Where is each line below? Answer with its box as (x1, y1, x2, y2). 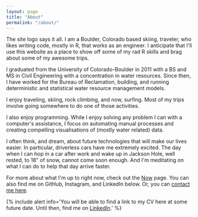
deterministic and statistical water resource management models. (6, 85, 165, 92)
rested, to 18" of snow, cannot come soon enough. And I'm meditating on (6, 157, 184, 164)
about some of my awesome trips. (6, 54, 89, 62)
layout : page (6, 8, 38, 15)
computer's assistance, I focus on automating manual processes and (6, 120, 174, 127)
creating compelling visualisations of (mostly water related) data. (6, 126, 164, 133)
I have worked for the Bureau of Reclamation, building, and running (6, 78, 170, 86)
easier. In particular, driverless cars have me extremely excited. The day (6, 144, 181, 151)
